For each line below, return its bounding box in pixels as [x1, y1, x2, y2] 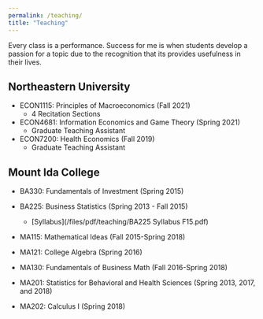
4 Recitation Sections [31, 109, 101, 119]
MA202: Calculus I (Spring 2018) [19, 302, 126, 311]
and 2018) [19, 287, 53, 296]
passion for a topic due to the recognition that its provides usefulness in [8, 49, 242, 58]
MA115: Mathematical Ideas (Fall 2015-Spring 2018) [19, 232, 186, 242]
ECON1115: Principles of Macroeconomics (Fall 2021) [19, 101, 191, 110]
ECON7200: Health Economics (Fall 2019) [19, 135, 155, 144]
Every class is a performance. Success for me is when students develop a [8, 40, 248, 50]
